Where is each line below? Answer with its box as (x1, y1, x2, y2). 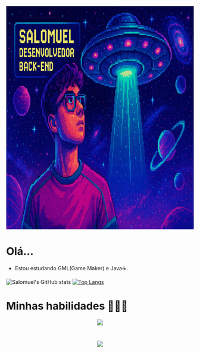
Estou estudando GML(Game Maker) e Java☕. (14, 264, 129, 271)
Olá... (6, 245, 34, 258)
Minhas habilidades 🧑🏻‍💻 (6, 299, 128, 313)
